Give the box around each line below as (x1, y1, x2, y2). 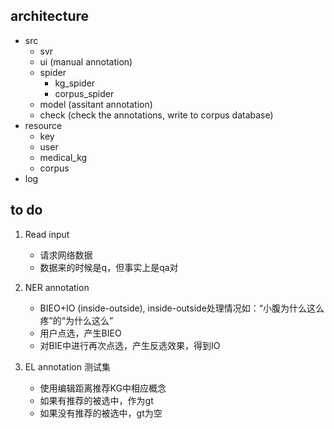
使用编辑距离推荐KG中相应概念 (39, 382, 167, 394)
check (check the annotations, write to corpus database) (39, 109, 274, 121)
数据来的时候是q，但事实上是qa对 (39, 261, 179, 273)
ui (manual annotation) (39, 55, 133, 68)
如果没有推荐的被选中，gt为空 (39, 407, 163, 419)
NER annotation (24, 281, 90, 293)
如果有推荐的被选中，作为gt (39, 394, 154, 406)
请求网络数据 (39, 249, 93, 261)
